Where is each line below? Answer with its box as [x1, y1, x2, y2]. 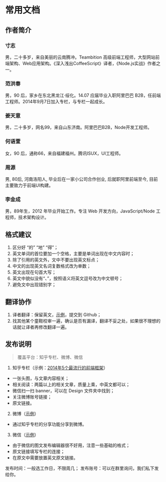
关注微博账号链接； [12, 394, 52, 400]
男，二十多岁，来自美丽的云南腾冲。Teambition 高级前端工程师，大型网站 [5, 54, 156, 60]
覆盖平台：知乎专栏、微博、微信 [17, 354, 83, 360]
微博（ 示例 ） [12, 411, 39, 416]
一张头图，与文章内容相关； [12, 375, 70, 381]
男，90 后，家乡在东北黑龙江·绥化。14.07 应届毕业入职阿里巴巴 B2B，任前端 [5, 92, 161, 98]
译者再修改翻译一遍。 [25, 324, 70, 330]
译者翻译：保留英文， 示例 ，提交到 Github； [12, 311, 102, 318]
